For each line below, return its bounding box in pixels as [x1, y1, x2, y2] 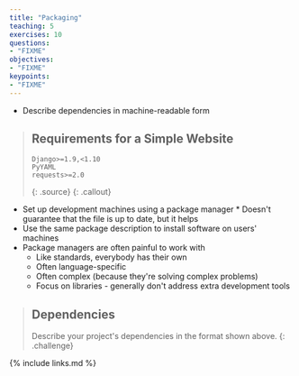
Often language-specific [35, 261, 127, 272]
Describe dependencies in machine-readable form [22, 105, 210, 115]
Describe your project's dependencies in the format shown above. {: [31, 331, 285, 342]
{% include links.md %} [9, 358, 97, 369]
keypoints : [9, 72, 50, 81]
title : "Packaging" [9, 13, 83, 23]
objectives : [9, 55, 54, 64]
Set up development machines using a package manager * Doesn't [22, 204, 272, 215]
